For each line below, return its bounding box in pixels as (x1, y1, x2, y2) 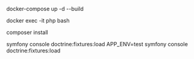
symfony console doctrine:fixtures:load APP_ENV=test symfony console (6, 41, 188, 47)
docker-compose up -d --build (6, 5, 84, 12)
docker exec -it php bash (6, 17, 70, 24)
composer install (6, 29, 48, 36)
